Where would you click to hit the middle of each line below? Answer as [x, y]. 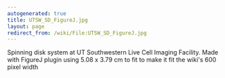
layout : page [26, 26]
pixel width [23, 67]
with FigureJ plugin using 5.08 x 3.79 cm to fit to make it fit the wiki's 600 [112, 60]
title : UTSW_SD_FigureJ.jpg [48, 20]
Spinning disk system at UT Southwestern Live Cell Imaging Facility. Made [113, 52]
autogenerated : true [37, 13]
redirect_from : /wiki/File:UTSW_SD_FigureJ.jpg [77, 33]
